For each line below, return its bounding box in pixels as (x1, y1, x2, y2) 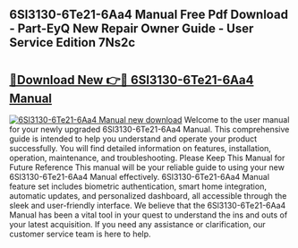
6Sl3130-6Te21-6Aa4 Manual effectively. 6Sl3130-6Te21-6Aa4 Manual (9, 172, 270, 182)
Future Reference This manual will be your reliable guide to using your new (9, 162, 285, 173)
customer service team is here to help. (9, 228, 151, 239)
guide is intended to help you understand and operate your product (9, 133, 258, 144)
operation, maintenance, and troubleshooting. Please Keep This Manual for (9, 152, 285, 163)
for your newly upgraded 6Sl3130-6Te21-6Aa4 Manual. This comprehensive (9, 124, 290, 134)
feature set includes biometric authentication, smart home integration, (9, 181, 267, 192)
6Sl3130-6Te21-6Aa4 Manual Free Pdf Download (9, 7, 289, 22)
